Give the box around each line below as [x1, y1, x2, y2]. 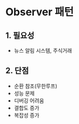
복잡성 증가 [13, 112, 40, 119]
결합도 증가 [13, 104, 40, 111]
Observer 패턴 [5, 5, 74, 19]
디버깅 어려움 [13, 97, 44, 104]
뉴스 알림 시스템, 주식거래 [13, 47, 73, 54]
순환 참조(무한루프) [13, 82, 57, 89]
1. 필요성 [5, 30, 35, 40]
